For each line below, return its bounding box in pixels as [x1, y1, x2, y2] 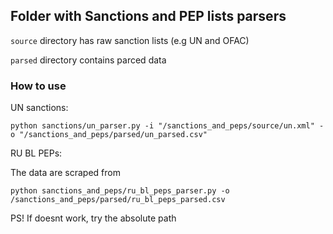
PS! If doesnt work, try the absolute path [10, 212, 177, 224]
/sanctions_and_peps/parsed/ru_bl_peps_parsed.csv [10, 195, 226, 205]
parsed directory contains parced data [10, 54, 167, 66]
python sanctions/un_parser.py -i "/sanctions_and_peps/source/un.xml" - [10, 121, 325, 131]
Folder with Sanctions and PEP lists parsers [10, 8, 287, 25]
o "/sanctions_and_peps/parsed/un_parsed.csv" [10, 130, 208, 140]
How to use [10, 79, 67, 93]
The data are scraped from [10, 167, 121, 179]
